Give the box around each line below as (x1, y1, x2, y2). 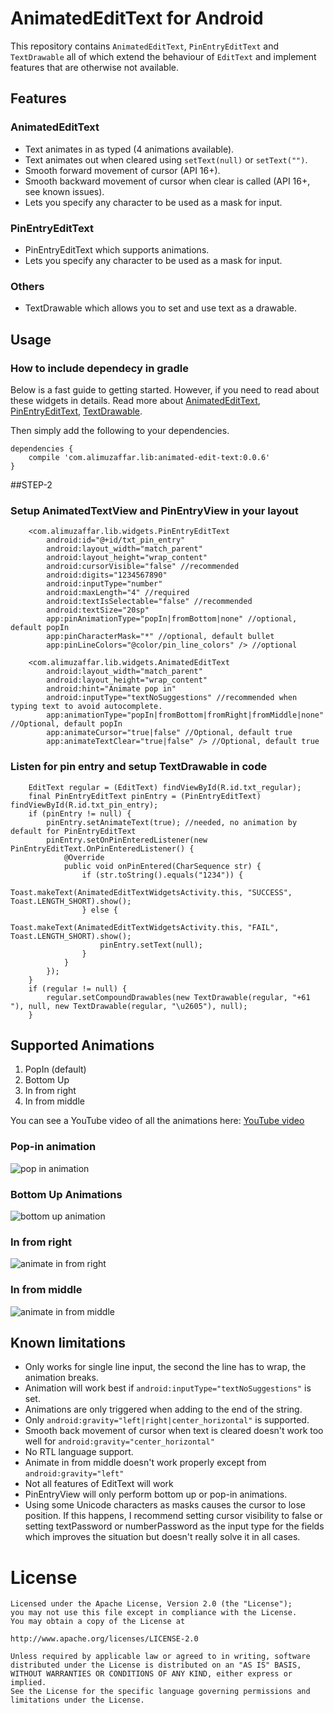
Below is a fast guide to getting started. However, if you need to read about (10, 383, 320, 396)
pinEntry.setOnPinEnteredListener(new (46, 835, 208, 845)
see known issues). (24, 185, 105, 197)
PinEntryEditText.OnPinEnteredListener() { (10, 843, 195, 854)
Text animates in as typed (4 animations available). (24, 143, 235, 155)
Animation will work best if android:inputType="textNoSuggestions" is (24, 1382, 312, 1394)
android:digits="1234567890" (46, 570, 168, 581)
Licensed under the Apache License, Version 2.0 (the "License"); (10, 1599, 293, 1609)
